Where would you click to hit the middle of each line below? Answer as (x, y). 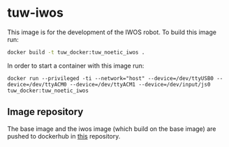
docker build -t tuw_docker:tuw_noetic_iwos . (76, 52)
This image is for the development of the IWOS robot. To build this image (112, 32)
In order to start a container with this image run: (76, 65)
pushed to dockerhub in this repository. (64, 136)
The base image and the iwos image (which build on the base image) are (112, 129)
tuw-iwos (36, 13)
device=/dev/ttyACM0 (37, 84)
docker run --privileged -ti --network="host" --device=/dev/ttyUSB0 (111, 78)
